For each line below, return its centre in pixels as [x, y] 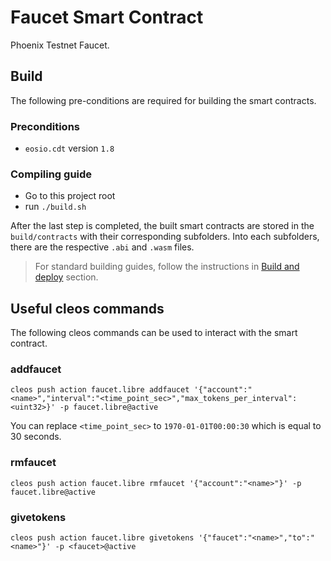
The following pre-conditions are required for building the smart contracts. [163, 100]
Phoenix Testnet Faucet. [60, 45]
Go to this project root [70, 196]
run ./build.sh [55, 207]
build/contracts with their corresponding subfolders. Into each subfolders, [165, 237]
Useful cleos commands [87, 308]
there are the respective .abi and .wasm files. [102, 247]
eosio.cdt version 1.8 [69, 148]
